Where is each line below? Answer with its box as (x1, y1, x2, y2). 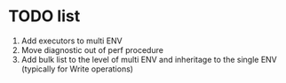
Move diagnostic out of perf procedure (20, 44, 163, 55)
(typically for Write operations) (20, 64, 134, 74)
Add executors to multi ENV (20, 35, 123, 46)
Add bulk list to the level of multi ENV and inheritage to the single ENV (20, 54, 277, 64)
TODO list (8, 6, 81, 26)
